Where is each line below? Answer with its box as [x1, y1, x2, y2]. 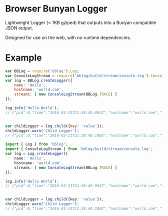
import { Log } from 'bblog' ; [5, 142, 68, 147]
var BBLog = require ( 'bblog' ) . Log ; [5, 68, 79, 73]
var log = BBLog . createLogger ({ [5, 78, 72, 83]
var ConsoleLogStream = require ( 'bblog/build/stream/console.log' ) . [5, 73, 151, 78]
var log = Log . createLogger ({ [5, 151, 68, 156]
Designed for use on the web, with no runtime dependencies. [5, 34, 131, 40]
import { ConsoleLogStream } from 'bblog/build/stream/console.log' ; [5, 146, 153, 151]
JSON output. [5, 24, 33, 30]
